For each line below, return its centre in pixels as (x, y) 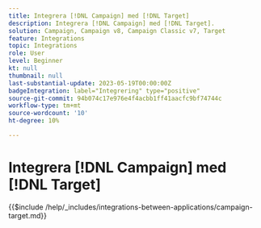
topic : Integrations (43, 46)
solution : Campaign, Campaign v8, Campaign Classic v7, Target (117, 31)
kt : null (23, 68)
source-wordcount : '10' (48, 114)
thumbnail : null (36, 76)
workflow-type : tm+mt (45, 106)
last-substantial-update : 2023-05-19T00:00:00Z (90, 83)
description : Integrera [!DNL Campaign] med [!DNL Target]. (112, 23)
